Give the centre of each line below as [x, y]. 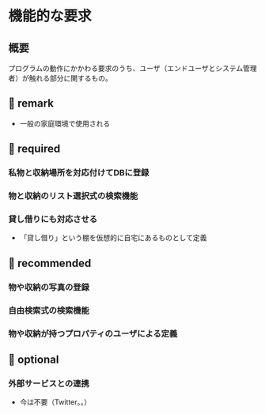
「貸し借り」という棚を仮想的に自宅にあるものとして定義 [113, 238]
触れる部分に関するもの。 [70, 78]
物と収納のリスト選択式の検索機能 [73, 196]
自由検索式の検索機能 [49, 310]
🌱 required [34, 149]
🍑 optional [34, 359]
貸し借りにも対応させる [53, 219]
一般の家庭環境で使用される [65, 123]
